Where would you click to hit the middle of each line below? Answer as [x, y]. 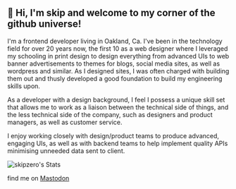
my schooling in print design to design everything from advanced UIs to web [118, 56]
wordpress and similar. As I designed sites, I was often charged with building [118, 71]
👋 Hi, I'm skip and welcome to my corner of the [111, 13]
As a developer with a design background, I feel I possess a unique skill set [116, 99]
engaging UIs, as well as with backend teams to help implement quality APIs [118, 143]
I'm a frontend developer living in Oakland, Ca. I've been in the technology [115, 41]
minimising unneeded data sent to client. [66, 151]
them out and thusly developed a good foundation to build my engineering [115, 78]
